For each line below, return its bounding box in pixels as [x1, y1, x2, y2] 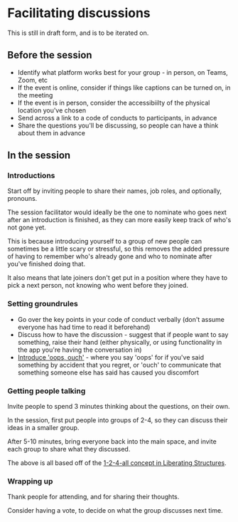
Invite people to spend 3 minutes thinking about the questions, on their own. [7, 402, 230, 411]
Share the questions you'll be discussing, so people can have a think [17, 121, 219, 130]
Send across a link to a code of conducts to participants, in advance [17, 113, 217, 122]
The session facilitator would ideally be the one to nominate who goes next [7, 208, 227, 216]
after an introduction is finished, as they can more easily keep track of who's [7, 216, 232, 224]
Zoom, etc [17, 75, 48, 84]
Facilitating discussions [7, 5, 151, 21]
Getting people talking [7, 386, 86, 396]
